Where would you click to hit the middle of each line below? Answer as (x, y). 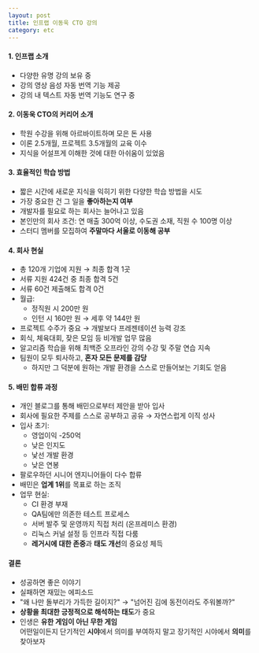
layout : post (30, 15)
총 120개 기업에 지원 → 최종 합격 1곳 (75, 269)
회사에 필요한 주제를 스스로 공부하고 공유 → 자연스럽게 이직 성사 (117, 416)
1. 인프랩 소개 (28, 56)
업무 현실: (34, 494)
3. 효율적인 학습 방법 (39, 172)
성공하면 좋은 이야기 (50, 582)
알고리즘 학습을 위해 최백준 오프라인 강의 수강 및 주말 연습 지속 (115, 348)
